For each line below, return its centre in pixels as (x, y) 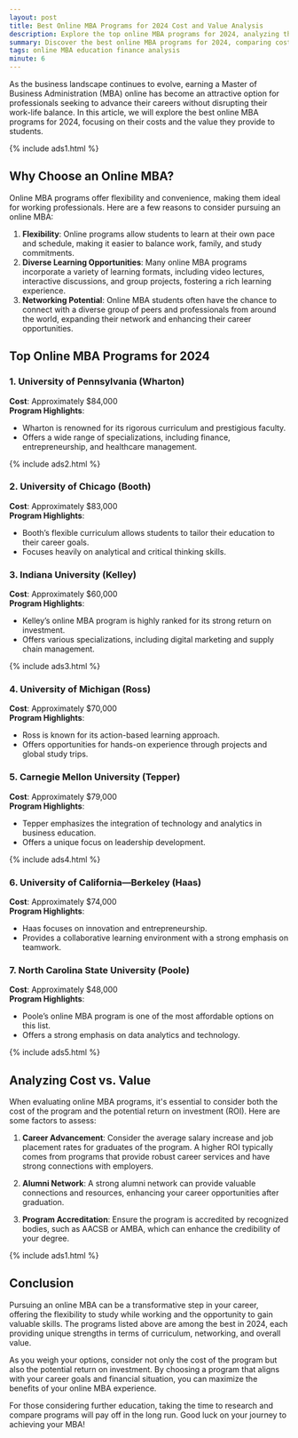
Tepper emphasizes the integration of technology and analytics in (142, 823)
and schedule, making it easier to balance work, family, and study (142, 243)
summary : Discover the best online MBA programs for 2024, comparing (141, 42)
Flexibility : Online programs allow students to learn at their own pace (149, 234)
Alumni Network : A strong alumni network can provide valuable (139, 1184)
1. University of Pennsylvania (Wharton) (97, 381)
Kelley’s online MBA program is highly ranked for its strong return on (147, 621)
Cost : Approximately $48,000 (63, 990)
